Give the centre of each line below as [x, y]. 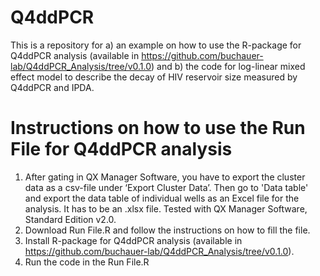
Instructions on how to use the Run [158, 128]
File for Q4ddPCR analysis [121, 149]
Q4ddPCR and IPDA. [52, 87]
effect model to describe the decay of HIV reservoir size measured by [154, 77]
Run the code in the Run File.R [87, 262]
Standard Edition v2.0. [70, 219]
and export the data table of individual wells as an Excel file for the [162, 198]
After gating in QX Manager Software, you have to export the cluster [165, 177]
